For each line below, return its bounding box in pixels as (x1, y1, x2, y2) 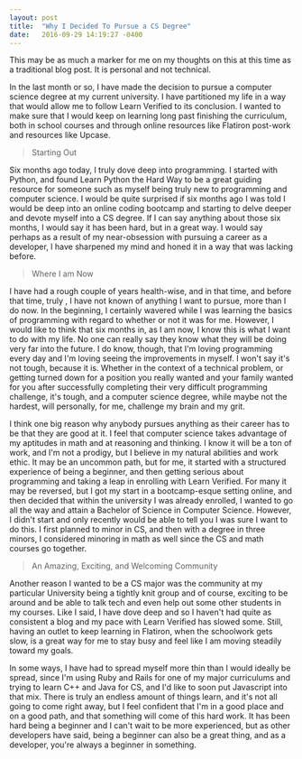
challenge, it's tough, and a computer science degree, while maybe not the (9, 392, 288, 403)
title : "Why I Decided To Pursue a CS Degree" (9, 22, 192, 31)
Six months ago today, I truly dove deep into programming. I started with (9, 164, 278, 176)
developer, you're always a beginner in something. (9, 739, 197, 750)
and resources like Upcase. (9, 130, 111, 141)
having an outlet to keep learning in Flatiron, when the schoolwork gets (9, 626, 273, 637)
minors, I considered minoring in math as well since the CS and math (9, 533, 264, 544)
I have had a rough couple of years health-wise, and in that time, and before (9, 286, 292, 297)
